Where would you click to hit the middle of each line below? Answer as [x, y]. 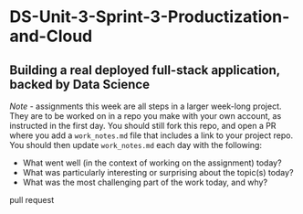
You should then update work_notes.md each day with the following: [136, 145]
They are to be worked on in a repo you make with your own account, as [146, 116]
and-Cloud [51, 36]
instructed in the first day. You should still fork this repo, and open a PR [143, 126]
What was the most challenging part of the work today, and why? [145, 182]
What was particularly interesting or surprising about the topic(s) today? [158, 172]
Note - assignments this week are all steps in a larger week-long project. [146, 106]
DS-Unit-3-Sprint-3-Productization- [150, 17]
